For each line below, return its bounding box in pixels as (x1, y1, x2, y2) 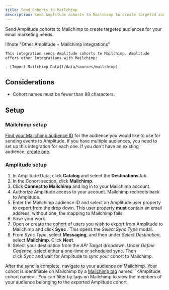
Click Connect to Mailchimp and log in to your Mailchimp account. (12, 183, 151, 189)
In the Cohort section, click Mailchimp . (12, 178, 94, 184)
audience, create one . (5, 149, 51, 155)
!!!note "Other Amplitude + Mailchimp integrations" (5, 41, 111, 47)
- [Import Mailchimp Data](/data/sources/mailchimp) (5, 64, 118, 69)
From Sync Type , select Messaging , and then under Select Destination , (12, 232, 161, 238)
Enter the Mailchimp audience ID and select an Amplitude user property (12, 200, 161, 206)
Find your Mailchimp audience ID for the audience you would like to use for (5, 132, 161, 138)
